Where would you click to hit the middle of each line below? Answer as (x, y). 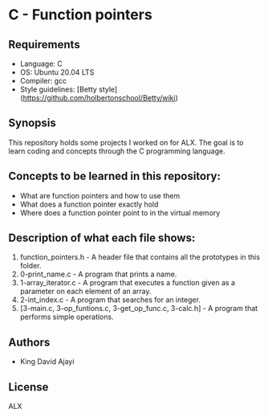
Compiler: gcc (43, 81)
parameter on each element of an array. (85, 292)
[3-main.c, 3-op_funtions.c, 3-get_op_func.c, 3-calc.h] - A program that (139, 309)
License (28, 387)
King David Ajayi (47, 362)
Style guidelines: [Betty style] (69, 89)
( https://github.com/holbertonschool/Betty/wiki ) (99, 98)
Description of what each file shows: (102, 238)
